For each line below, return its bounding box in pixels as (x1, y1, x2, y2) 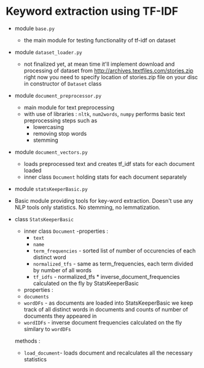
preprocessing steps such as (23, 117, 98, 124)
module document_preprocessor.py (14, 92, 102, 99)
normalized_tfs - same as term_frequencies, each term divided (33, 260, 194, 267)
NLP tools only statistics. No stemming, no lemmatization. (14, 203, 161, 211)
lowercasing (33, 123, 64, 130)
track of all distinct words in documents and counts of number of (23, 305, 189, 313)
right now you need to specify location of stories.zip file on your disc (23, 73, 198, 80)
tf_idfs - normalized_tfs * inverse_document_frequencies (33, 273, 180, 280)
